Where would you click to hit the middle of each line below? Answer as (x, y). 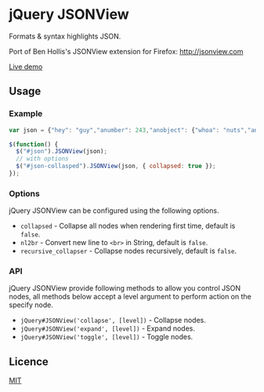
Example (26, 114)
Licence (29, 362)
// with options (42, 159)
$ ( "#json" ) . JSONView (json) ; (62, 152)
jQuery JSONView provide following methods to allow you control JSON (125, 288)
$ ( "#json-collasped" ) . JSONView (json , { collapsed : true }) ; (116, 167)
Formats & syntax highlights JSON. (65, 36)
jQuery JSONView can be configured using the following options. (114, 211)
